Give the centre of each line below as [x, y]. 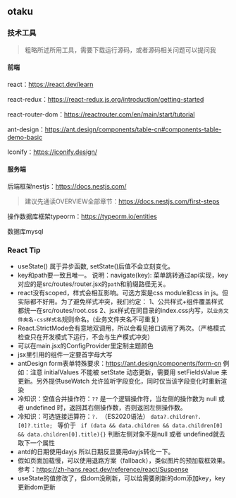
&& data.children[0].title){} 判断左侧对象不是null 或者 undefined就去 [121, 434]
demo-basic [25, 137]
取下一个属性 [36, 443]
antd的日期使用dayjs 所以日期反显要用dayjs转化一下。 [96, 452]
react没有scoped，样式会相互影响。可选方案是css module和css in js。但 [123, 293]
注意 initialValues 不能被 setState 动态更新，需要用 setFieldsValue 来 [129, 372]
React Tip [24, 250]
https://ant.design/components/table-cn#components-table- [133, 129]
